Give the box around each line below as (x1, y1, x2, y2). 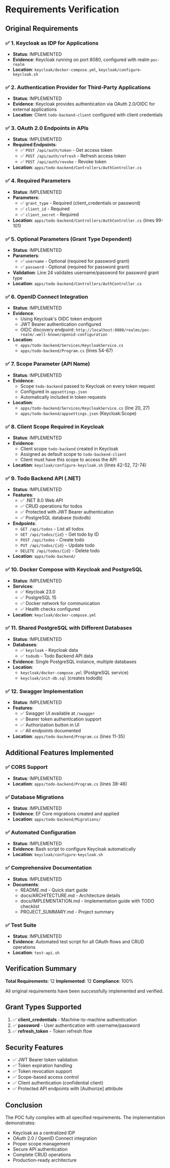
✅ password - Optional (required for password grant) (20, 264, 130, 270)
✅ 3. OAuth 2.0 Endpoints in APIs (5, 125, 89, 132)
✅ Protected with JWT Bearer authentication (20, 509, 114, 515)
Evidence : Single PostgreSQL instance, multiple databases (12, 658, 137, 665)
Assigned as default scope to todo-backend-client (20, 451, 127, 457)
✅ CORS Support (5, 764, 48, 771)
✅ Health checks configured (20, 606, 80, 612)
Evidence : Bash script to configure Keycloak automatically (12, 846, 136, 852)
